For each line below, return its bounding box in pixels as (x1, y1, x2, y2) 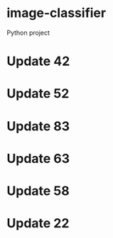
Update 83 (6, 118, 70, 134)
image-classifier (6, 5, 107, 21)
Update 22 (6, 215, 70, 232)
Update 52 (6, 86, 70, 102)
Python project (6, 28, 50, 37)
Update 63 (6, 150, 70, 166)
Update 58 (6, 183, 70, 199)
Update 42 (6, 53, 70, 69)
